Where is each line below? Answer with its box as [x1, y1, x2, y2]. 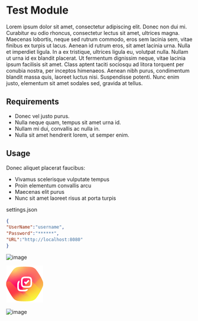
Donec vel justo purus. [14, 112, 70, 119]
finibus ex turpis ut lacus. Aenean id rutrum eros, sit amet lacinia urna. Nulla [6, 42, 190, 49]
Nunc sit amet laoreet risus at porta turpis [14, 194, 116, 202]
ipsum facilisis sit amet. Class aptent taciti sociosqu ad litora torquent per [6, 60, 184, 68]
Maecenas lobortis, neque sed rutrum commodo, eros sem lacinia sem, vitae [6, 35, 193, 43]
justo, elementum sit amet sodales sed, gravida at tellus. [6, 79, 143, 86]
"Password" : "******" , [6, 231, 60, 236]
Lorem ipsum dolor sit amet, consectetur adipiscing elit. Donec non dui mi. [6, 23, 187, 30]
